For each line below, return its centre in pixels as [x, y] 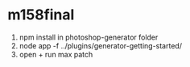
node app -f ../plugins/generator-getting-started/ [101, 45]
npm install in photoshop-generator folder [89, 37]
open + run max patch [56, 54]
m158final [41, 15]
